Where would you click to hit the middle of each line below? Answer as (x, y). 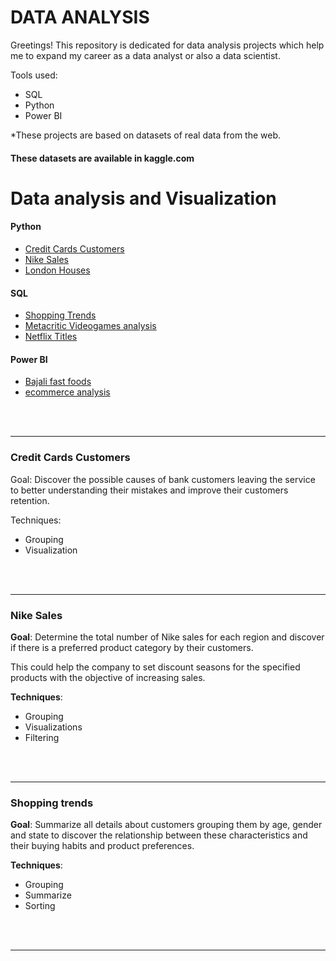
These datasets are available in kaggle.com (102, 158)
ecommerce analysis (67, 392)
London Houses (57, 270)
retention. (30, 500)
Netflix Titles (51, 337)
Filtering (42, 737)
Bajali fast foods (58, 382)
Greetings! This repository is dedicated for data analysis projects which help (167, 45)
